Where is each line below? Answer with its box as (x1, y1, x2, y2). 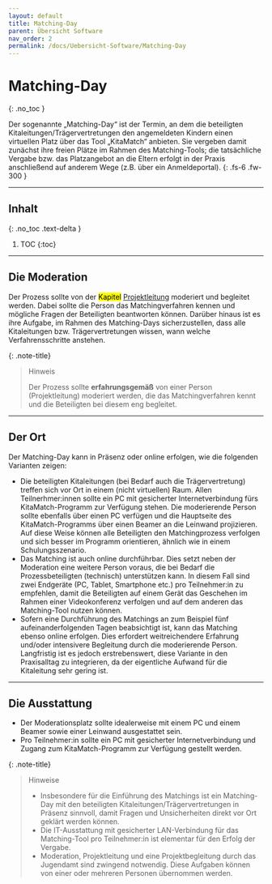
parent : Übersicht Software (8, 27, 104, 35)
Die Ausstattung (8, 696, 93, 710)
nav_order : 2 (8, 34, 53, 43)
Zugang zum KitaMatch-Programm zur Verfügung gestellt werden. (19, 744, 242, 754)
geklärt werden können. (40, 817, 120, 826)
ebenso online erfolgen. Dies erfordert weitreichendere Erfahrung (19, 631, 240, 641)
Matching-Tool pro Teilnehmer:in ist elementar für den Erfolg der (40, 834, 256, 843)
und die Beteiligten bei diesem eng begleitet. (28, 399, 177, 409)
